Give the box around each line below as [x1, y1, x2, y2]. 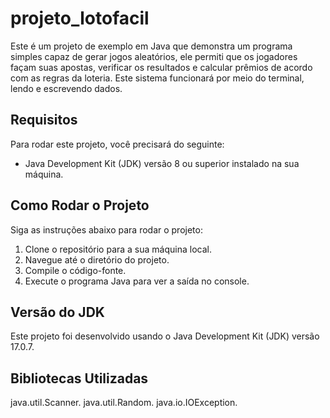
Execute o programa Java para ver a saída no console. [24, 275, 250, 287]
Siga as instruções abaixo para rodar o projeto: [10, 223, 203, 236]
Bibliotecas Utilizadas [10, 370, 149, 387]
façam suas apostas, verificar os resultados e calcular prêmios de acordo [10, 61, 313, 73]
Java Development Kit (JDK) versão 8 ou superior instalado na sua [24, 157, 300, 169]
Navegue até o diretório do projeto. [24, 253, 170, 266]
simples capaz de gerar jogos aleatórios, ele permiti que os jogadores [10, 50, 298, 62]
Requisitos [10, 112, 78, 129]
